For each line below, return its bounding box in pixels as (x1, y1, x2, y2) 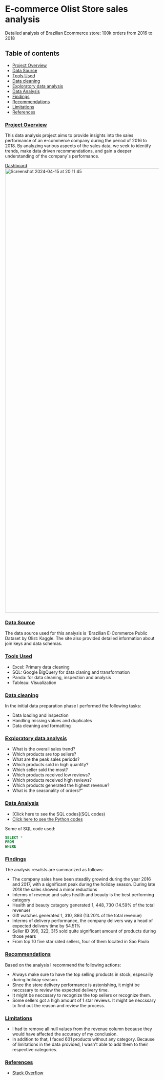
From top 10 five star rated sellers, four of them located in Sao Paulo (12, 939, 149, 945)
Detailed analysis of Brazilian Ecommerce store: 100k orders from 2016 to (5, 30, 153, 36)
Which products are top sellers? (12, 751, 77, 757)
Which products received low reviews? (12, 772, 90, 778)
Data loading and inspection (12, 712, 69, 718)
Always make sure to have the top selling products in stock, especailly (12, 971, 154, 977)
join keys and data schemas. (5, 640, 62, 646)
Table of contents (5, 49, 60, 58)
